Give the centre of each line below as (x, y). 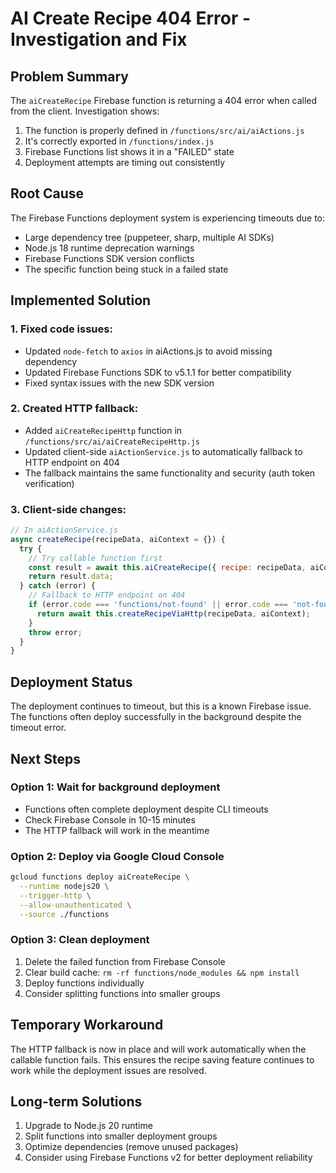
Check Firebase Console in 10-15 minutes (110, 819)
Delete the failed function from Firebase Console (125, 961)
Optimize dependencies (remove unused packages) (131, 1147)
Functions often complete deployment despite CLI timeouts (146, 809)
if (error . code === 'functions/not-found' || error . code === (158, 605)
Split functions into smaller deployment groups (121, 1136)
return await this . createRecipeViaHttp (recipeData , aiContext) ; (173, 613)
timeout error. (38, 728)
